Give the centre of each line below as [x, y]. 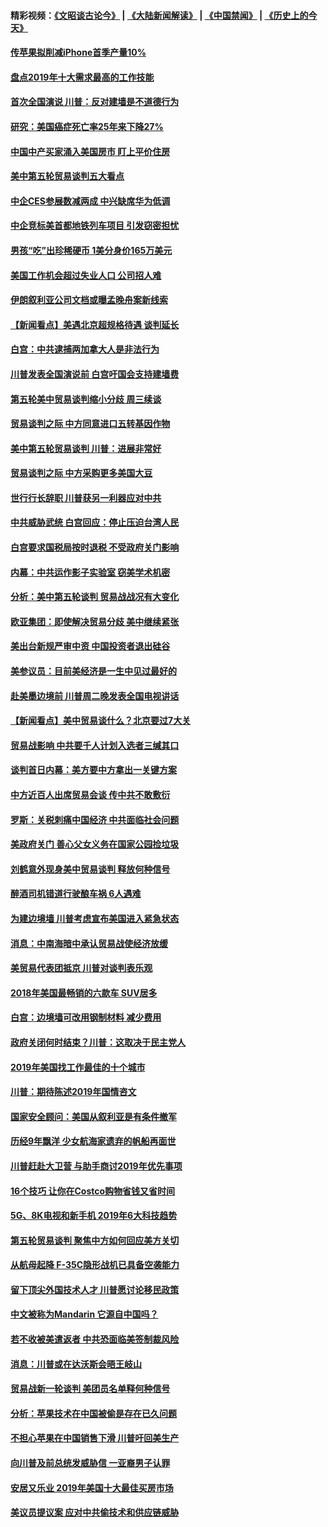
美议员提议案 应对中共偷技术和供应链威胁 [95, 1512]
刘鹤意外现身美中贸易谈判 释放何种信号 [90, 869]
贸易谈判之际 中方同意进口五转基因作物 [90, 424]
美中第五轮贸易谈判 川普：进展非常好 [86, 448]
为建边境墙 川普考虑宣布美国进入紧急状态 [95, 918]
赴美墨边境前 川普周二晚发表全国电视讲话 [95, 696]
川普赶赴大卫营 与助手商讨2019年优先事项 [96, 1166]
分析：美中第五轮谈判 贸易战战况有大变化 [95, 597]
